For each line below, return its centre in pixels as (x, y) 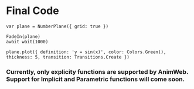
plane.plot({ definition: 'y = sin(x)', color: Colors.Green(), (86, 52)
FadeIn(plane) (23, 36)
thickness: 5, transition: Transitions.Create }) (68, 57)
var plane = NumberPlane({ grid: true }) (57, 26)
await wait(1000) (27, 42)
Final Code (33, 11)
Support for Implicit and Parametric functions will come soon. (96, 79)
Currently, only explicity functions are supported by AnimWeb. (97, 71)
